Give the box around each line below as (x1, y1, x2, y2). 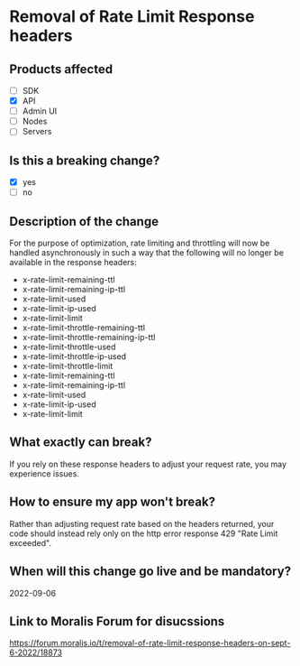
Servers (22, 126, 52, 137)
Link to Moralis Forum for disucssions (9, 614, 225, 629)
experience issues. (9, 467, 79, 479)
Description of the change (9, 214, 159, 229)
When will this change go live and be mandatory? (9, 564, 291, 579)
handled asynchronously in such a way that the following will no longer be (9, 247, 284, 258)
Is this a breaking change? (9, 153, 160, 168)
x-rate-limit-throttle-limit (22, 361, 114, 372)
